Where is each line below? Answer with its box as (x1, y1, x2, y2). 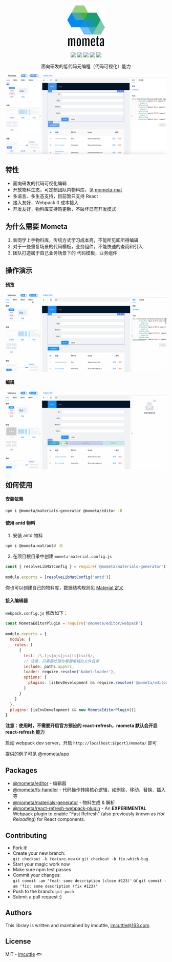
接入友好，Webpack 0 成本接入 (12, 199, 79, 205)
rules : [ (14, 642, 33, 647)
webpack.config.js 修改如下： (5, 610, 68, 616)
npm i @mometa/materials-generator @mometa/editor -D (5, 508, 123, 513)
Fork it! (12, 845, 28, 851)
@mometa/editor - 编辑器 (12, 780, 67, 787)
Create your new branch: (12, 850, 66, 856)
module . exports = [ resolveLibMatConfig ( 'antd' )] (5, 575, 111, 580)
